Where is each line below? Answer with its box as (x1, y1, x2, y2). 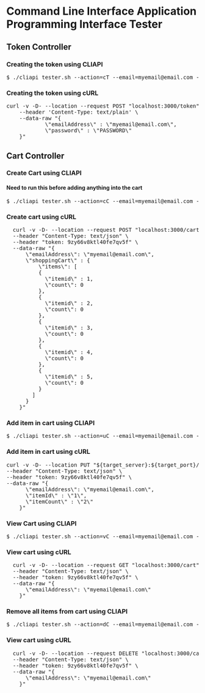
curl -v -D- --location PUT (6, 461, 90, 469)
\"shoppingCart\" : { (25, 257, 90, 264)
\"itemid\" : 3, (45, 324, 93, 331)
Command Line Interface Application (6, 4, 197, 18)
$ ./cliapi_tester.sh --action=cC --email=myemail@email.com (6, 198, 193, 204)
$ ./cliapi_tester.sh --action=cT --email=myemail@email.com (6, 73, 193, 81)
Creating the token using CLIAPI (6, 60, 103, 69)
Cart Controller (6, 150, 65, 161)
